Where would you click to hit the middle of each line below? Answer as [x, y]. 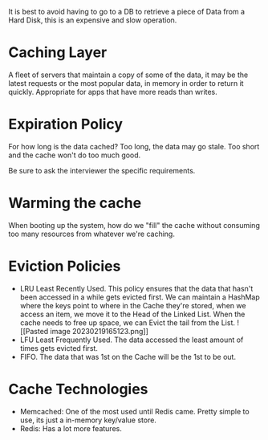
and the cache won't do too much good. [75, 155]
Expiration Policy [65, 124]
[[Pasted [34, 331]
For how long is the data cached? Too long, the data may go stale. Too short [134, 146]
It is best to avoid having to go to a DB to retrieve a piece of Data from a [127, 12]
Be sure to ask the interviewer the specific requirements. [102, 170]
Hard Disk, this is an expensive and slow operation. [93, 20]
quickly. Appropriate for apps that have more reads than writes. [113, 92]
